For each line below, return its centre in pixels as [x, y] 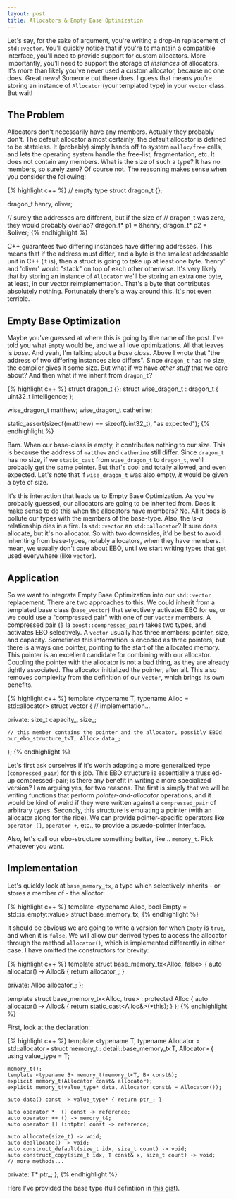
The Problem [36, 114]
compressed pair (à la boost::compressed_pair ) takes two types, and [107, 625]
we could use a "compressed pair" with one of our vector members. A [109, 617]
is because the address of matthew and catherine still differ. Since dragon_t [116, 452]
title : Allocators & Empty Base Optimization [75, 20]
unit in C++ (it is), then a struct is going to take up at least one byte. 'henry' [116, 261]
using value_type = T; [39, 1056]
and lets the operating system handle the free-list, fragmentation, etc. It [111, 154]
